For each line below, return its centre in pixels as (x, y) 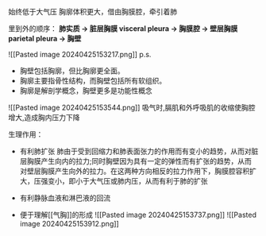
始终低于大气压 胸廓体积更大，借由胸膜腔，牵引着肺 (93, 12)
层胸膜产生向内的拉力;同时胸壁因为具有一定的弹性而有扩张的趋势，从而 (136, 161)
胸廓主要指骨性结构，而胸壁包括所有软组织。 (93, 81)
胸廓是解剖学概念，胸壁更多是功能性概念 (86, 91)
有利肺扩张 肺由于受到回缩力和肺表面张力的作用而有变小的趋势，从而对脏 (139, 151)
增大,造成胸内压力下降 (44, 117)
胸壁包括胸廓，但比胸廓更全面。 (72, 71)
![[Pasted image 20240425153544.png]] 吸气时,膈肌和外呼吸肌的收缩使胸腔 (132, 107)
